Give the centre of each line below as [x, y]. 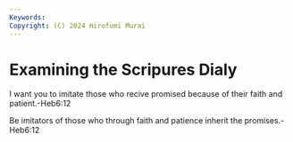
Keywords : [28, 17]
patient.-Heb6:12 [40, 104]
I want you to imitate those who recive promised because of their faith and [146, 94]
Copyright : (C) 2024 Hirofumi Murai [77, 26]
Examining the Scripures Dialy [123, 70]
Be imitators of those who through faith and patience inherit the [126, 121]
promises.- [264, 121]
